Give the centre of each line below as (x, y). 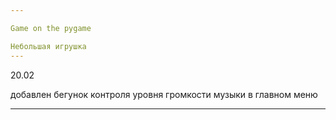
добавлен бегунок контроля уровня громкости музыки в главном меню (164, 94)
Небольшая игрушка (48, 46)
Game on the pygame (51, 28)
